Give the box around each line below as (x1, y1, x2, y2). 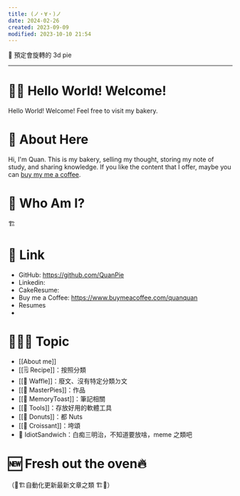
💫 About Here (8, 131, 89, 148)
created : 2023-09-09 (8, 24, 70, 31)
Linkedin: (18, 278, 46, 286)
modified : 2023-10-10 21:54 (8, 30, 92, 38)
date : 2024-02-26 (8, 17, 60, 24)
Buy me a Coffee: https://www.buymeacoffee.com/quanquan (18, 293, 198, 302)
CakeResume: (18, 286, 60, 294)
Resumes (18, 301, 46, 309)
